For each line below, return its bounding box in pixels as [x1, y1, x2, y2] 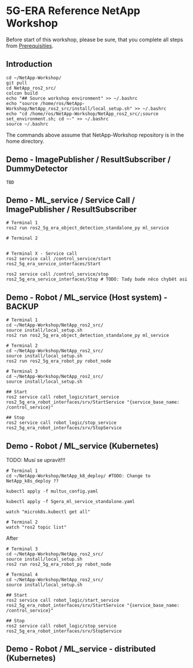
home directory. [6, 137, 45, 144]
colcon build [6, 90, 38, 96]
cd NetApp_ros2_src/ [6, 85, 57, 91]
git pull [6, 80, 28, 86]
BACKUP [6, 301, 39, 312]
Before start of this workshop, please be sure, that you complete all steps [6, 36, 184, 43]
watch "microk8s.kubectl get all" [6, 509, 91, 515]
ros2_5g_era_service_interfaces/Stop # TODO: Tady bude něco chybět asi [6, 276, 188, 282]
